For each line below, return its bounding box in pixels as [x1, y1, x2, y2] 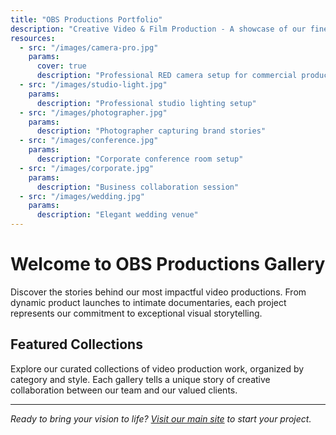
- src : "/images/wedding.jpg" [19, 191, 145, 201]
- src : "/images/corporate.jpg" [19, 163, 155, 173]
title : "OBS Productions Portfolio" [10, 14, 163, 25]
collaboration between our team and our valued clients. [10, 384, 238, 396]
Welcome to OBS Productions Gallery [10, 253, 326, 276]
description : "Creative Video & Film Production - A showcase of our [10, 24, 307, 34]
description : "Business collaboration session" [36, 182, 240, 192]
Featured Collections [10, 336, 143, 353]
